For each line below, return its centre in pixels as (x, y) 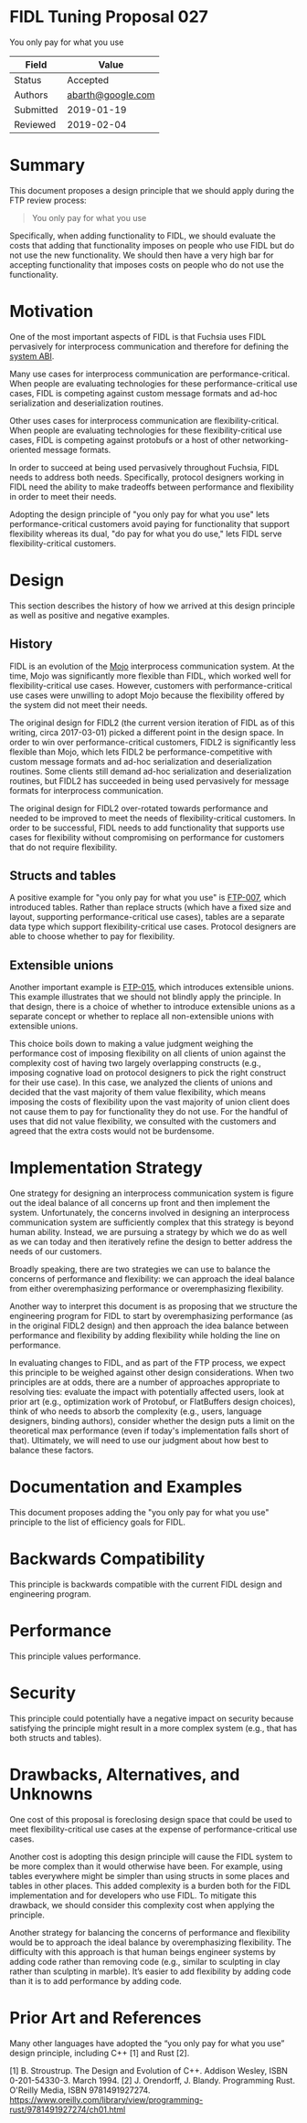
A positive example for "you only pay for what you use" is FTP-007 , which (148, 898)
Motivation (52, 312)
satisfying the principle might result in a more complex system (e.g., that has (153, 1727)
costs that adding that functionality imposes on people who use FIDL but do (152, 245)
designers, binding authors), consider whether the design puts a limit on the (152, 1421)
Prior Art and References (106, 2018)
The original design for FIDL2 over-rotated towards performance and (139, 808)
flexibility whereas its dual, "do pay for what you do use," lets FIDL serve (146, 533)
